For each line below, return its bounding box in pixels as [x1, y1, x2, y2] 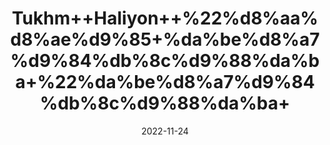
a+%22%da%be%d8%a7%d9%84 [15, 71, 315, 94]
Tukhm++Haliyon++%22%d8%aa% [11, 7, 319, 30]
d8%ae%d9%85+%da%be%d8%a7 [10, 28, 320, 51]
